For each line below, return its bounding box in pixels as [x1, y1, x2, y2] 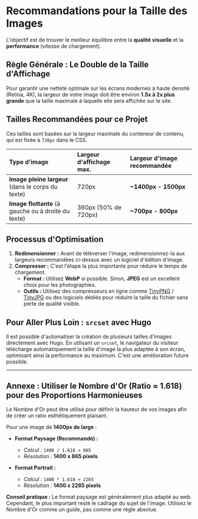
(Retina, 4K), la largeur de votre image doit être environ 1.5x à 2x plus [6, 90, 175, 98]
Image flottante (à [9, 199, 61, 207]
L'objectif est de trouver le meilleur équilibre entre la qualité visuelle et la [6, 36, 184, 43]
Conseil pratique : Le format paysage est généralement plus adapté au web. [6, 494, 192, 500]
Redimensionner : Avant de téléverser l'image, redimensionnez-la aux [14, 250, 186, 257]
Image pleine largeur [9, 175, 69, 183]
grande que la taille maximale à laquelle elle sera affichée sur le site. [6, 97, 173, 104]
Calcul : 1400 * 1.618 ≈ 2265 [23, 476, 94, 482]
